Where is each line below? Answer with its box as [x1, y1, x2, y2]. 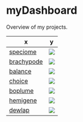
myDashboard [6, 4, 78, 17]
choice [9, 77, 28, 85]
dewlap [9, 106, 30, 114]
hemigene [9, 96, 37, 105]
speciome [9, 47, 37, 56]
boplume [9, 86, 34, 94]
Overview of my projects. [6, 23, 68, 30]
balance [9, 67, 31, 75]
